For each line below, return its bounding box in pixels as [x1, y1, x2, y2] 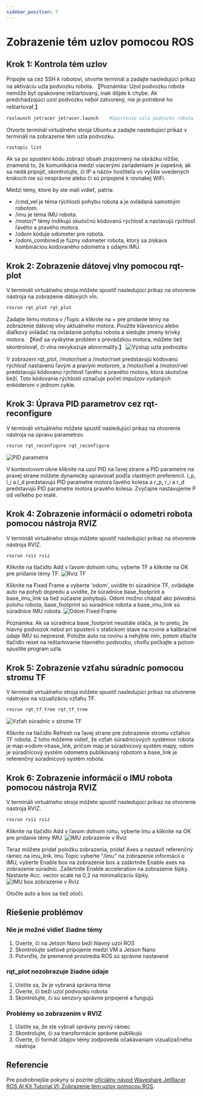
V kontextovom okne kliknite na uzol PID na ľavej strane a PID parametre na [6, 465, 195, 472]
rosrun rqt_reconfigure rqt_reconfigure [6, 443, 110, 449]
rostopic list [6, 144, 42, 151]
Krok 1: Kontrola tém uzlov [6, 59, 107, 70]
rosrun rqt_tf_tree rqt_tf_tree [6, 707, 88, 713]
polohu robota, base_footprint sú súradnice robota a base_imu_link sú [6, 601, 180, 608]
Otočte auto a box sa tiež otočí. [6, 890, 84, 897]
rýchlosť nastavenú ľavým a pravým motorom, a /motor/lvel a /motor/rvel [6, 362, 188, 369]
